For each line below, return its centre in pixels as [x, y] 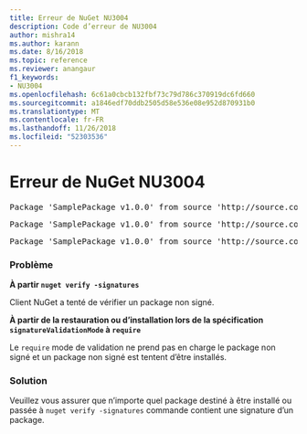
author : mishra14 [42, 35]
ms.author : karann [44, 43]
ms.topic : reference [49, 60]
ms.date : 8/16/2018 [47, 52]
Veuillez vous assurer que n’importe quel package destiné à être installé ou [151, 401]
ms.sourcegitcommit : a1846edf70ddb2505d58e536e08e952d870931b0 [132, 103]
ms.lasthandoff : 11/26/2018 [63, 129]
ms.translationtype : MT [55, 111]
